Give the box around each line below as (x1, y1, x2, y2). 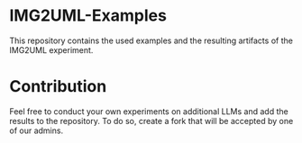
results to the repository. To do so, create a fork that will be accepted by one (9, 115, 294, 126)
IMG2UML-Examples (9, 5, 167, 26)
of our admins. (9, 125, 64, 136)
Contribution (9, 76, 107, 97)
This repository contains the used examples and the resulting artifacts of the (9, 35, 293, 46)
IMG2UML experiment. (9, 44, 94, 55)
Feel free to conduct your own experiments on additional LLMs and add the (9, 105, 288, 117)
